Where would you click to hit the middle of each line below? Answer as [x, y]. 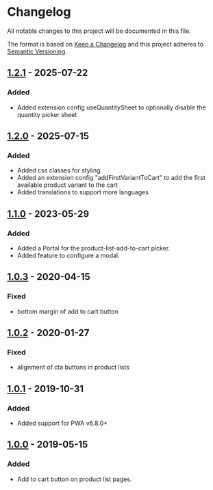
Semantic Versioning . [37, 51]
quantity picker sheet [47, 114]
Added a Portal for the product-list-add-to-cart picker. [93, 248]
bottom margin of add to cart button [67, 311]
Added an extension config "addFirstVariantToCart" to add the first [111, 178]
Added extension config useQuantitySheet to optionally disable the [111, 107]
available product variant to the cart [67, 185]
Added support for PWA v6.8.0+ [62, 423]
